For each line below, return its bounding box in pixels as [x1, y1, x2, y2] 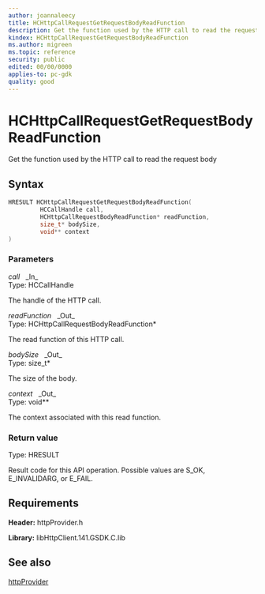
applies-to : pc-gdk [8, 70, 73, 78]
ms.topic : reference [8, 48, 77, 56]
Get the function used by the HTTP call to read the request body [8, 155, 217, 164]
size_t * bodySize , [39, 220, 101, 228]
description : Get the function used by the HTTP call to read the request [8, 26, 259, 34]
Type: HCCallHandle [8, 280, 74, 289]
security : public [8, 56, 65, 64]
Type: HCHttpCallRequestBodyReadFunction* [8, 319, 157, 329]
